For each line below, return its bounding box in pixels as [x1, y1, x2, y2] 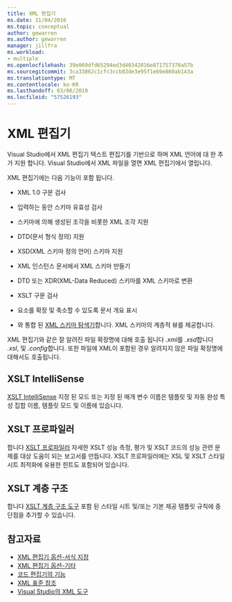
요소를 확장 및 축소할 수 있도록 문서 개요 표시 [17, 306, 138, 314]
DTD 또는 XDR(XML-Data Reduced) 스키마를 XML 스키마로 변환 [17, 276, 193, 285]
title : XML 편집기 [7, 10, 56, 17]
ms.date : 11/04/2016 [7, 17, 67, 24]
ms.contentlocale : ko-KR [7, 81, 79, 88]
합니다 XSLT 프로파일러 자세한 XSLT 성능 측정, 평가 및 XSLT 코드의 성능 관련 [7, 443, 213, 451]
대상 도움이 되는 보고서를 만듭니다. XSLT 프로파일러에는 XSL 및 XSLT [19, 452, 206, 460]
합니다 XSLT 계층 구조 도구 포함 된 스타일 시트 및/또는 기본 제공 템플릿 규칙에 [7, 502, 214, 511]
